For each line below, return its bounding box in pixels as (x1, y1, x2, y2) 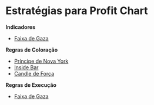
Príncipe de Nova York (14, 57, 69, 65)
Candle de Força (14, 70, 55, 77)
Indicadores (5, 23, 36, 31)
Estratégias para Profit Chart (5, 4, 148, 18)
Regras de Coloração (5, 46, 58, 53)
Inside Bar (14, 63, 39, 71)
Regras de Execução (5, 81, 57, 89)
